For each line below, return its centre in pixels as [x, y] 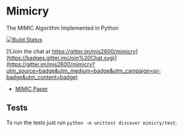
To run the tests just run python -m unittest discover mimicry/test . [92, 122]
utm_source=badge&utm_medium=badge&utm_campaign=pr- [84, 70]
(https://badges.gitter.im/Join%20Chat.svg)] [62, 58]
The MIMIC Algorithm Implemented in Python [63, 28]
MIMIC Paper [32, 88]
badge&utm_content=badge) [42, 77]
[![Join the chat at [28, 51]
